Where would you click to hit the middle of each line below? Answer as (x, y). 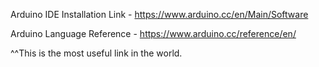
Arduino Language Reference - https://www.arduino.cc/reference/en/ (153, 33)
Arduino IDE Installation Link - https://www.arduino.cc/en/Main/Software (159, 14)
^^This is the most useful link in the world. (96, 53)
